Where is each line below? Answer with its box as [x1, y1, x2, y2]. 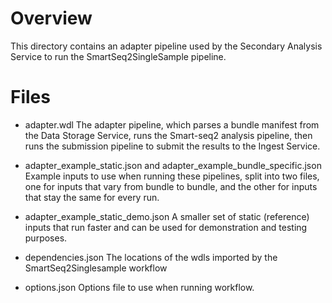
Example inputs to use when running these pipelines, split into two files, [24, 170, 320, 182]
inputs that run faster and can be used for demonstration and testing [24, 221, 308, 233]
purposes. [24, 232, 68, 244]
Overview [10, 7, 93, 30]
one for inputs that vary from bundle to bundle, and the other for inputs [24, 180, 318, 192]
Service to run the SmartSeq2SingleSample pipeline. [10, 50, 227, 62]
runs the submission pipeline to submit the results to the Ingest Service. [24, 140, 321, 152]
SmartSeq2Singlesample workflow [24, 262, 168, 274]
